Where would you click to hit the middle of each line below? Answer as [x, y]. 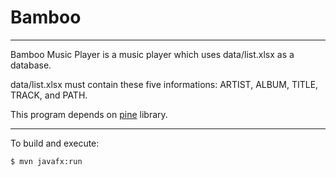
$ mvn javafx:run [46, 161]
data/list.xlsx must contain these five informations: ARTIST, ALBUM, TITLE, [164, 84]
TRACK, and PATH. [49, 95]
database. [31, 65]
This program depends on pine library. [89, 114]
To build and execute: [55, 143]
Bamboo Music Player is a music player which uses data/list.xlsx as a [152, 54]
